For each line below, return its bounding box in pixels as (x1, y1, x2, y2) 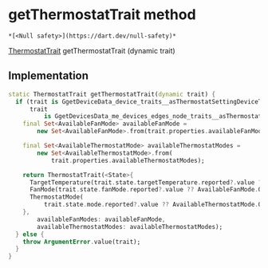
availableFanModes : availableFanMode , (37, 215, 166, 223)
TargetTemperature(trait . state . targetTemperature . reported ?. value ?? (29, 178, 266, 187)
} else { (15, 230, 45, 238)
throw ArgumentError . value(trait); (22, 238, 141, 246)
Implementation (8, 69, 89, 83)
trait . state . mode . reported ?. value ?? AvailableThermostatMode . (43, 201, 259, 209)
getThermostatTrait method (8, 6, 197, 24)
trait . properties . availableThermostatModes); (50, 156, 205, 164)
